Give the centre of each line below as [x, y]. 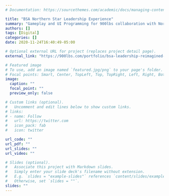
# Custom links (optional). [35, 102]
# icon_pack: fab [26, 126]
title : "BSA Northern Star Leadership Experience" [59, 19]
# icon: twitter [24, 130]
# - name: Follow [23, 116]
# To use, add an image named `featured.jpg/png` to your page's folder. [84, 70]
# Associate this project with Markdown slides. [59, 167]
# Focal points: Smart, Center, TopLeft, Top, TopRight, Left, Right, [81, 74]
